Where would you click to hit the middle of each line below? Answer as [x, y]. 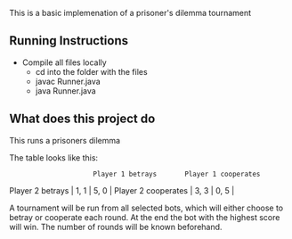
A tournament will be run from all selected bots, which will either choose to [146, 208]
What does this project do [82, 119]
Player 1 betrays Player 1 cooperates [177, 174]
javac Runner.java [68, 81]
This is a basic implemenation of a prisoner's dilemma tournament [130, 13]
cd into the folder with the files [92, 71]
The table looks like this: [54, 157]
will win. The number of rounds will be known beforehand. [116, 227]
